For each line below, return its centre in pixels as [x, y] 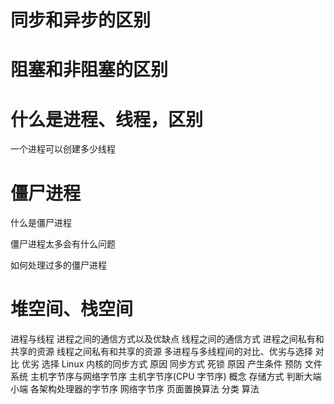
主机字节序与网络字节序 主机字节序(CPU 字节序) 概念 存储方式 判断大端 [175, 377]
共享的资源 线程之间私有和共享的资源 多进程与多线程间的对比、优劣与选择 [161, 352]
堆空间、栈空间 [72, 309]
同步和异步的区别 [81, 20]
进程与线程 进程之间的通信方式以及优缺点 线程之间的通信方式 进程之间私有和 [167, 339]
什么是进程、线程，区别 [107, 119]
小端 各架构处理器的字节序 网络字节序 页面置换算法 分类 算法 [135, 389]
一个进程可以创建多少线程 [63, 149]
